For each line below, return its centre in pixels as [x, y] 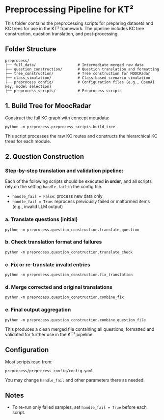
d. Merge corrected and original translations [59, 287]
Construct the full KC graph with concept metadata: [57, 118]
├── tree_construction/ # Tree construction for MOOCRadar [78, 73]
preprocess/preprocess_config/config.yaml [49, 371]
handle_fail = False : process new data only [57, 196]
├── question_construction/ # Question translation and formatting [82, 69]
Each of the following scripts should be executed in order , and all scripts [79, 181]
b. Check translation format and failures [54, 242]
